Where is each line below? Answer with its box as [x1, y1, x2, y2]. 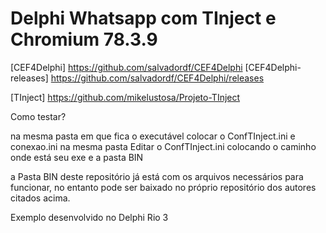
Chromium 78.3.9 [10, 28, 158, 51]
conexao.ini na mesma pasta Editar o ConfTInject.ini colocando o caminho [10, 140, 317, 152]
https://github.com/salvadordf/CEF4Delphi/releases [50, 72, 265, 84]
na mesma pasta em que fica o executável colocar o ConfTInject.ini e [10, 130, 296, 142]
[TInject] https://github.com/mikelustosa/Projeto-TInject [10, 91, 241, 103]
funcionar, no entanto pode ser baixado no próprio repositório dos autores [10, 181, 317, 193]
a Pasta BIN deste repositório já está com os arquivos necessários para [10, 170, 304, 182]
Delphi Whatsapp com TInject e [10, 7, 277, 30]
